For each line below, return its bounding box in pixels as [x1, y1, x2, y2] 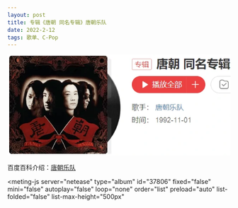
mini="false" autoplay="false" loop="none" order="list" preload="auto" [7, 185, 215, 194]
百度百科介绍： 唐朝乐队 [7, 163, 76, 172]
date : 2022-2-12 [7, 26, 55, 33]
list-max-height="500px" [51, 192, 125, 201]
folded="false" [7, 192, 50, 201]
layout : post [7, 11, 46, 18]
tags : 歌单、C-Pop [7, 34, 59, 41]
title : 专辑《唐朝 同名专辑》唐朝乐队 [7, 18, 107, 26]
